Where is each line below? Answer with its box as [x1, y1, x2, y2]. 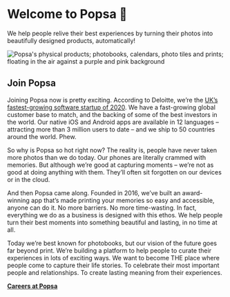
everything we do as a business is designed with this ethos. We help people [7, 210, 223, 219]
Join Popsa [7, 78, 57, 89]
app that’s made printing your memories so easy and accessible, [30, 196, 215, 204]
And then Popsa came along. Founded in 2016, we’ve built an [7, 188, 181, 197]
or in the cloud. [7, 175, 50, 183]
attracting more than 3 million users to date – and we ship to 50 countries [7, 125, 215, 134]
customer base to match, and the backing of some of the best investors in [7, 110, 218, 118]
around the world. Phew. [7, 132, 77, 141]
